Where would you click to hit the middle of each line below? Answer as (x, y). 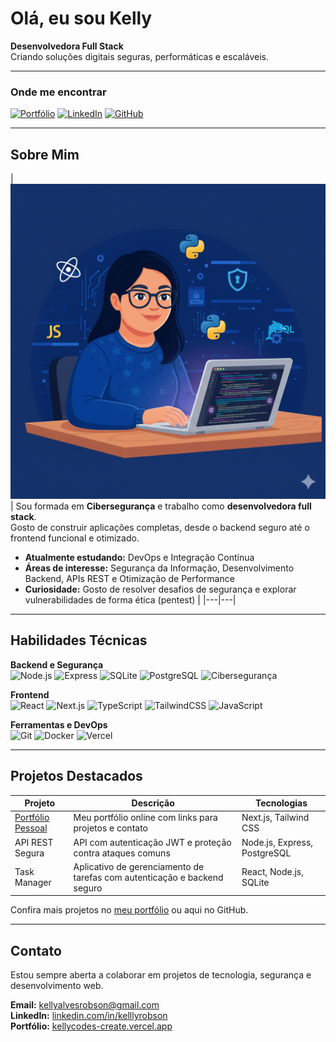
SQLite (255, 883)
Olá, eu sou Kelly (81, 18)
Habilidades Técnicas (79, 640)
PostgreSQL (266, 853)
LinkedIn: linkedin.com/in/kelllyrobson (89, 1016)
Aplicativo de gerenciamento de (139, 866)
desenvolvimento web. (57, 986)
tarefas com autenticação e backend (148, 877)
